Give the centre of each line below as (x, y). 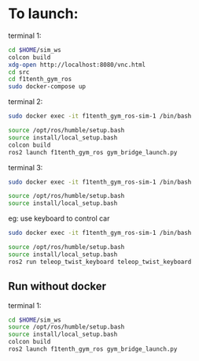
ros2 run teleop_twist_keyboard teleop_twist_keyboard (100, 262)
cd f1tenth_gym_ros (40, 80)
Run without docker (57, 287)
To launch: (43, 14)
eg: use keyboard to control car (59, 218)
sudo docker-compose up (47, 87)
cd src (19, 72)
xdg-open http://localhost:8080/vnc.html (77, 65)
